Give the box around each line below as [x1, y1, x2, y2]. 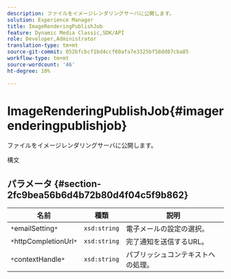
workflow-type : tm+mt [7, 55, 69, 62]
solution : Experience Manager [7, 16, 94, 23]
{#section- [54, 178, 102, 190]
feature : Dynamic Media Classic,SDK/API [7, 29, 125, 36]
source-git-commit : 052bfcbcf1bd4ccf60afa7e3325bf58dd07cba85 [7, 49, 189, 56]
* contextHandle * [10, 255, 65, 265]
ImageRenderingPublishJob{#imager [7, 103, 224, 119]
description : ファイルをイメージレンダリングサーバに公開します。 [7, 10, 175, 17]
